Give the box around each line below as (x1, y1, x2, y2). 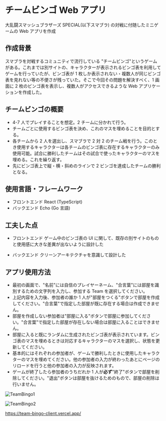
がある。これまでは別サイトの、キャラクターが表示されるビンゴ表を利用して (5, 64, 162, 70)
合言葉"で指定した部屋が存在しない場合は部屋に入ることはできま (23, 319, 156, 325)
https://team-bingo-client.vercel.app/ (5, 411, 81, 416)
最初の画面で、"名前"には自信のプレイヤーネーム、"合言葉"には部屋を (12, 282, 155, 288)
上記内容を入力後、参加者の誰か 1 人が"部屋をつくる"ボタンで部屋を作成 (12, 294, 160, 300)
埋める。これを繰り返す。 (12, 156, 64, 162)
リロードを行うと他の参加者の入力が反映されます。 (12, 363, 116, 368)
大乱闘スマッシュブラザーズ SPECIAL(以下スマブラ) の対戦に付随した (5, 22, 146, 28)
